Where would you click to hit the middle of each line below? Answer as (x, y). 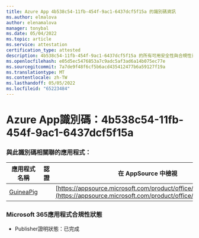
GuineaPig (24, 192)
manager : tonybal (28, 28)
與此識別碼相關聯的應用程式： (49, 152)
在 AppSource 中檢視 (147, 173)
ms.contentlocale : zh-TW (37, 78)
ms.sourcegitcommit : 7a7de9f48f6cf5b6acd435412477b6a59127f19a (86, 67)
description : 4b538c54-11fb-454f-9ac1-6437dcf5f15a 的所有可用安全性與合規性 (99, 56)
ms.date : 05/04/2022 (32, 34)
